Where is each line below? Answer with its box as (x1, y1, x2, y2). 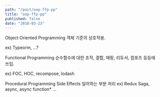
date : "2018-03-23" (5, 21, 45, 26)
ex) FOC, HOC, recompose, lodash (5, 71, 75, 76)
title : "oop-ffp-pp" (5, 12, 47, 17)
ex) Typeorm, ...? (5, 45, 39, 50)
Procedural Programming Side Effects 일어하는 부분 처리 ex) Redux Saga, (5, 81, 150, 87)
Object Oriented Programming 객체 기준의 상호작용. (5, 35, 106, 41)
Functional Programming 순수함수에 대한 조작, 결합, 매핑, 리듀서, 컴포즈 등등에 (5, 55, 156, 61)
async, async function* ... (5, 86, 57, 92)
